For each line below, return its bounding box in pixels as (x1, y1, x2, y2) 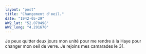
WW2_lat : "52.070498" (5, 20, 49, 26)
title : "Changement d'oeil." (5, 12, 64, 16)
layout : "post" (5, 7, 36, 12)
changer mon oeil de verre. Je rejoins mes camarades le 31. (5, 43, 125, 49)
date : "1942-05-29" (5, 16, 45, 21)
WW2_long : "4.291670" (5, 25, 49, 30)
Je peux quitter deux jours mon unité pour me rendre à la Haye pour (5, 38, 142, 44)
